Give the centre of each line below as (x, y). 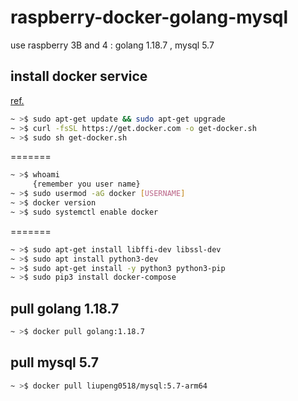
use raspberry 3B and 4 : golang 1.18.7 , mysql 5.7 (112, 45)
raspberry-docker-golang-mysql (149, 17)
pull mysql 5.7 (55, 362)
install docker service (79, 76)
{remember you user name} (86, 184)
